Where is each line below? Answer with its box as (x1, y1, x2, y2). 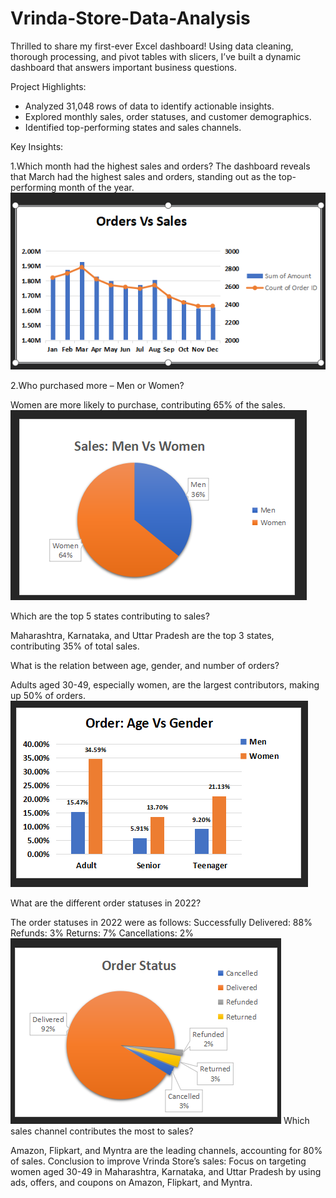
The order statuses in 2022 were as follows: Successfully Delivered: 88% (10, 916, 313, 928)
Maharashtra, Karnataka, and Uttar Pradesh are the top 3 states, (10, 629, 275, 641)
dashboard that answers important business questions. (10, 61, 237, 73)
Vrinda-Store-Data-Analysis (10, 7, 251, 30)
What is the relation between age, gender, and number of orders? (10, 659, 280, 671)
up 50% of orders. (10, 689, 86, 701)
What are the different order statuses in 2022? (10, 897, 202, 909)
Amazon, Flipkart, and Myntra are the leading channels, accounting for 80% (10, 1144, 323, 1156)
